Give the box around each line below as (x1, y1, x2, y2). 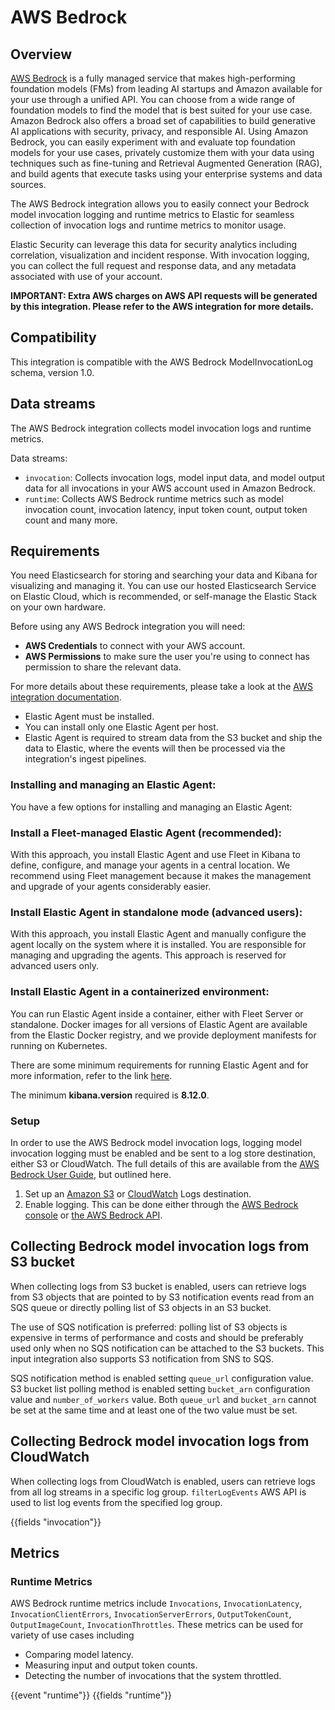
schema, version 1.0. (10, 366, 95, 378)
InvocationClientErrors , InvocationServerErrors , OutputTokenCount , (10, 1608, 292, 1620)
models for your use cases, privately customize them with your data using (10, 147, 315, 158)
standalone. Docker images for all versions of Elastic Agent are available (10, 1018, 308, 1030)
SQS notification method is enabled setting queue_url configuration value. (10, 1372, 314, 1384)
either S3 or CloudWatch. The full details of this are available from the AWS (10, 1157, 320, 1170)
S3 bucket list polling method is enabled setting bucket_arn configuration (10, 1382, 311, 1395)
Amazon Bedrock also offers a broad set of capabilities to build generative (10, 115, 317, 126)
